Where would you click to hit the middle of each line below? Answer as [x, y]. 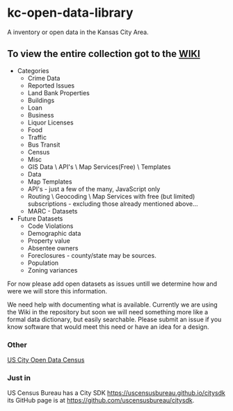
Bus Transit [44, 145]
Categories [33, 70]
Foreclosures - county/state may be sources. [92, 255]
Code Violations [50, 226]
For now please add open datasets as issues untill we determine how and [112, 284]
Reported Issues [51, 86]
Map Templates [50, 182]
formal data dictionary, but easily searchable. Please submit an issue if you [114, 319]
